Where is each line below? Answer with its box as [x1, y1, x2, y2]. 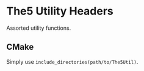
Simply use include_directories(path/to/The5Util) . [6, 58, 139, 65]
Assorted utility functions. [6, 24, 71, 32]
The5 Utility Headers [6, 4, 114, 18]
